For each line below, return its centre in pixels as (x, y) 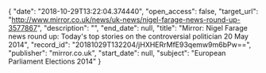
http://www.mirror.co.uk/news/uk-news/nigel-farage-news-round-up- (126, 20)
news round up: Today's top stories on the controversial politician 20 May (128, 36)
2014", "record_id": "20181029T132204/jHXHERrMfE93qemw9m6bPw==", (130, 45)
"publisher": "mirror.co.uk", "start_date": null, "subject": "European (117, 53)
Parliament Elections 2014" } (55, 61)
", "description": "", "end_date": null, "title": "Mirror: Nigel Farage (142, 28)
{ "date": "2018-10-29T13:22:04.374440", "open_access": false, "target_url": (133, 11)
